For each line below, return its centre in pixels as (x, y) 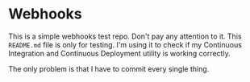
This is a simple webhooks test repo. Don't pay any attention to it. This (125, 36)
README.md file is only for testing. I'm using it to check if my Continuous (125, 44)
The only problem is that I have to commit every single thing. (109, 68)
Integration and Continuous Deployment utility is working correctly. (120, 53)
